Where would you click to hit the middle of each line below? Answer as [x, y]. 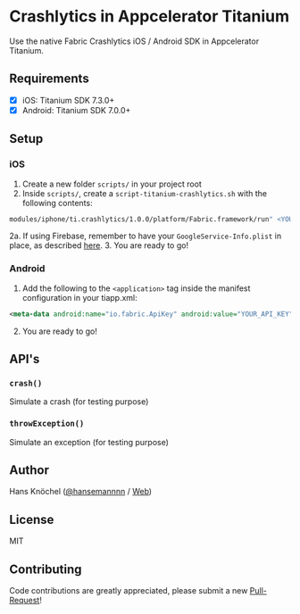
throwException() [47, 424]
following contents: [57, 203]
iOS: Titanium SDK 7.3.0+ [68, 100]
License [32, 519]
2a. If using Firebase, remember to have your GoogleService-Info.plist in [146, 236]
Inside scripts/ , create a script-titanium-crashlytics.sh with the [145, 193]
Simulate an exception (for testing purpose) [89, 442]
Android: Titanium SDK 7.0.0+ [76, 110]
